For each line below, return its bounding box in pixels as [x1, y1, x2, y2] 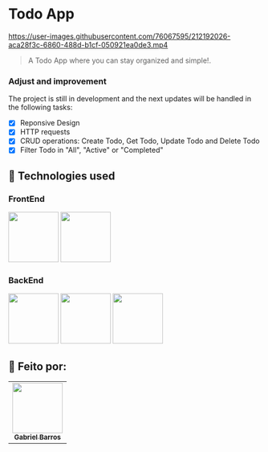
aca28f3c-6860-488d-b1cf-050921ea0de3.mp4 [8, 39, 169, 49]
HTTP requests [19, 127, 71, 137]
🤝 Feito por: [8, 360, 67, 373]
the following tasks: [8, 102, 73, 113]
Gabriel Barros [14, 433, 62, 442]
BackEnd [8, 275, 44, 286]
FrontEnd [8, 193, 46, 204]
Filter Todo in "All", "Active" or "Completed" [19, 146, 164, 155]
